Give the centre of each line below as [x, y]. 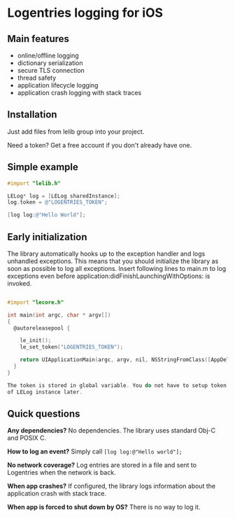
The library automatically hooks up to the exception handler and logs [106, 253]
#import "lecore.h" [36, 302]
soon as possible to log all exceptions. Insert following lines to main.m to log [117, 268]
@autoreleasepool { [42, 328]
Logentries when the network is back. [62, 472]
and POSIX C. [27, 438]
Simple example [43, 167]
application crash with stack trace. [57, 493]
